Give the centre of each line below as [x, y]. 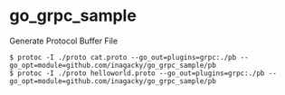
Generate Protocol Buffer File [64, 41]
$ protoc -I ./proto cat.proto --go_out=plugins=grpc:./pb [123, 57]
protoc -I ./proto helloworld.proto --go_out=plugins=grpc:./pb [141, 73]
